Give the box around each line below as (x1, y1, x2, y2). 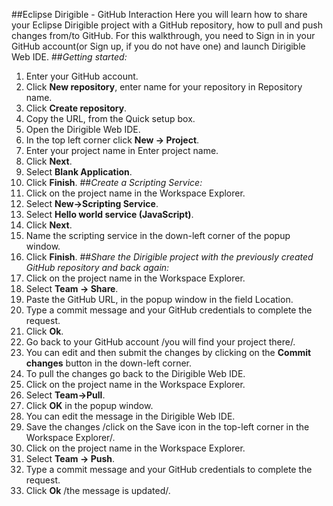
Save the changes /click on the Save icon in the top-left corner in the (25, 421, 310, 433)
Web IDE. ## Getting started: (11, 51, 128, 63)
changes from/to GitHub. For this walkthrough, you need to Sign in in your (11, 30, 316, 41)
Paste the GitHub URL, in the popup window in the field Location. (25, 294, 294, 305)
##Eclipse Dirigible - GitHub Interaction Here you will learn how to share (11, 9, 308, 20)
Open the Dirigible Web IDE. (25, 124, 141, 135)
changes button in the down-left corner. (25, 357, 192, 369)
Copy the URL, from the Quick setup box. (25, 113, 196, 124)
